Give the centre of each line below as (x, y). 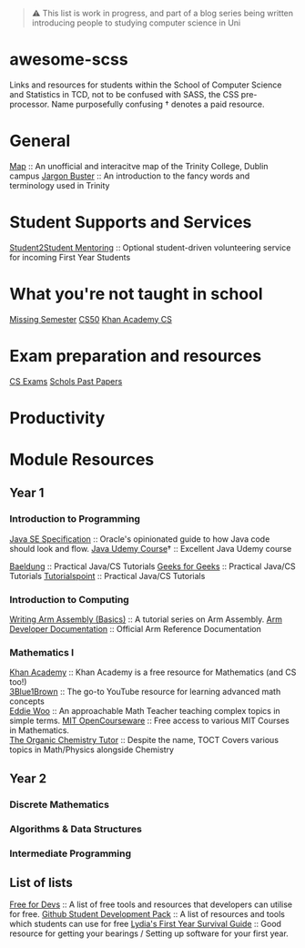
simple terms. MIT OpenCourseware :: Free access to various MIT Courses (149, 721)
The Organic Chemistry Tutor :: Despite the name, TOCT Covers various (144, 740)
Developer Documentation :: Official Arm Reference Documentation (135, 629)
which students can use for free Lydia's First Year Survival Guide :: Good (146, 924)
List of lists (41, 882)
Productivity (57, 418)
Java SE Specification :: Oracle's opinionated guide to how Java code (140, 539)
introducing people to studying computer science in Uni (136, 23)
